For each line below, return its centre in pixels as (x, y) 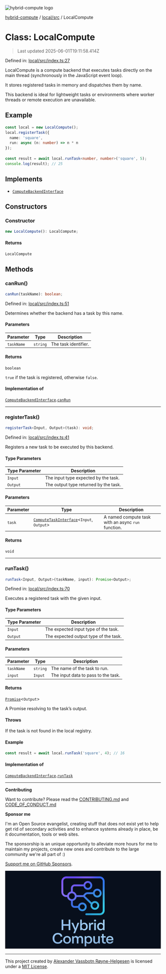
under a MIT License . (27, 966)
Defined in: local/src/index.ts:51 (37, 303)
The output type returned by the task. (83, 485)
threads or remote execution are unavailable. (51, 100)
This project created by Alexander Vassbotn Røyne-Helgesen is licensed (79, 961)
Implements (24, 179)
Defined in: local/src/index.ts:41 (37, 437)
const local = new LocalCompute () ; (42, 127)
